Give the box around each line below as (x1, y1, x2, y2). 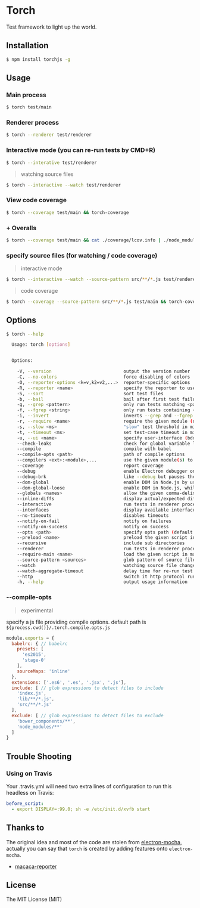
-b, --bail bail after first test (17, 396, 180, 402)
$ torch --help (6, 331, 44, 337)
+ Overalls (6, 224, 37, 232)
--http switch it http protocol (17, 574, 185, 579)
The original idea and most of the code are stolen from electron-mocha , (6, 838, 182, 845)
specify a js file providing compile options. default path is (6, 618, 146, 625)
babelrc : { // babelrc (11, 640, 68, 647)
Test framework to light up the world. (6, 23, 97, 30)
